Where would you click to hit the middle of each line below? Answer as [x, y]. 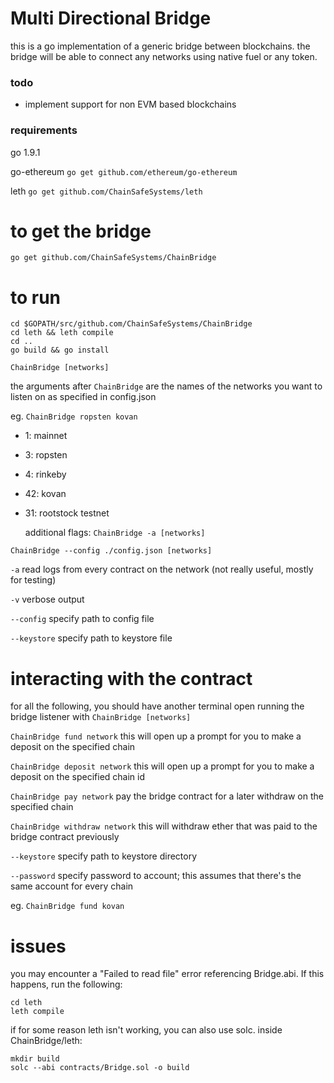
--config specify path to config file [82, 619]
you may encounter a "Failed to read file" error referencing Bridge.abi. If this [167, 974]
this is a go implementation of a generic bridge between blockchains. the [160, 46]
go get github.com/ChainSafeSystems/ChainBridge [113, 258]
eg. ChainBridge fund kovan [67, 906]
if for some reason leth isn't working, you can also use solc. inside [146, 1030]
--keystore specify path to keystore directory [104, 856]
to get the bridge [81, 231]
